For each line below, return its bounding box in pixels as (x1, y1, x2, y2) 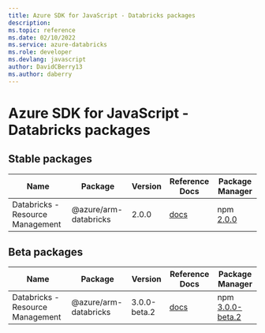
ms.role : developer (8, 48, 73, 56)
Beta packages (8, 245, 84, 259)
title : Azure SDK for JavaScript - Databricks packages (8, 11, 196, 20)
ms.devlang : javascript (8, 56, 87, 64)
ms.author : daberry (8, 70, 73, 78)
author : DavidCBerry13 (8, 63, 83, 71)
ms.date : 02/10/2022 (8, 33, 77, 42)
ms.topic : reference (8, 26, 77, 34)
